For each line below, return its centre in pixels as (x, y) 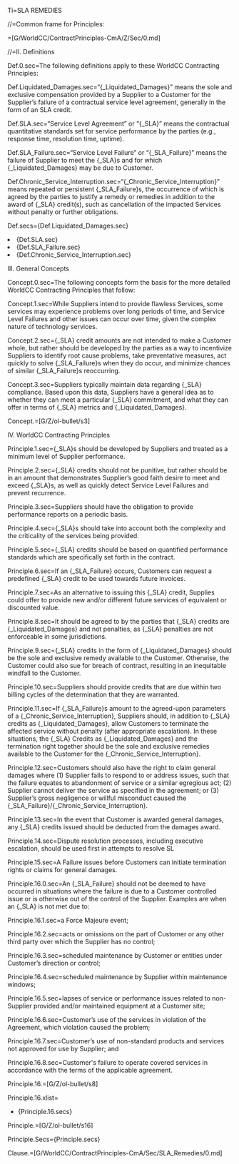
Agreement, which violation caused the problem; (79, 1027)
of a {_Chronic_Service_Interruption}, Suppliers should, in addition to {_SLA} (119, 716)
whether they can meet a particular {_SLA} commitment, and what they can (118, 400)
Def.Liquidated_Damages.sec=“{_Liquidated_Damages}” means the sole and (120, 87)
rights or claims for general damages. (62, 870)
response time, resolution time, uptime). (66, 139)
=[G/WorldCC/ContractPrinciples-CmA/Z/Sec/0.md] (84, 38)
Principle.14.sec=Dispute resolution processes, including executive (105, 841)
